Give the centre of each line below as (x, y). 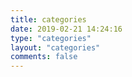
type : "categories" (51, 38)
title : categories (48, 19)
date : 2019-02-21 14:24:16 (66, 29)
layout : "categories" (55, 47)
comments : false (44, 57)
